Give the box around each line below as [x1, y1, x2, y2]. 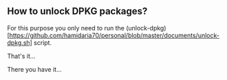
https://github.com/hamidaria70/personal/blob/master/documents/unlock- [9, 31, 220, 39]
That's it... [7, 52, 36, 60]
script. [33, 38, 52, 47]
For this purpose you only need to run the [7, 23, 125, 32]
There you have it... [7, 65, 62, 73]
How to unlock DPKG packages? [7, 6, 148, 17]
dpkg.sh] [7, 38, 32, 47]
